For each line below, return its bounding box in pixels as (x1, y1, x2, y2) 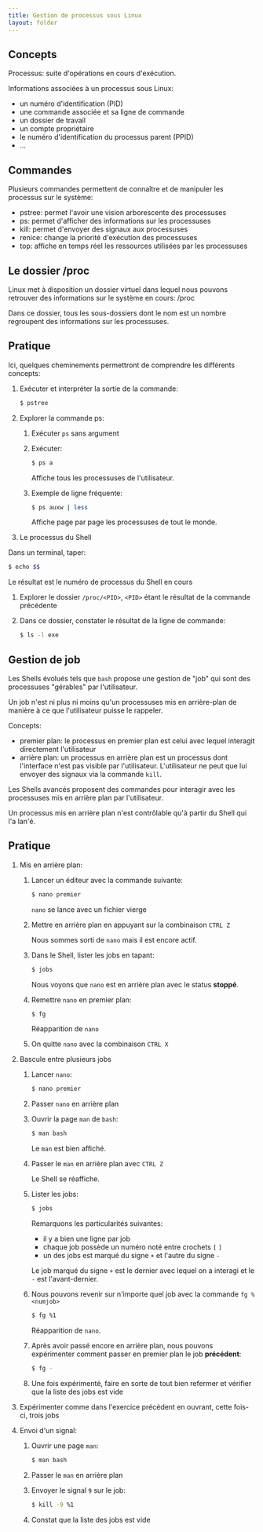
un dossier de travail (19, 115, 86, 126)
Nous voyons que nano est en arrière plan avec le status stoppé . (31, 979, 239, 989)
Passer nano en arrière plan (31, 1100, 119, 1109)
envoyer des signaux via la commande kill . (19, 769, 163, 779)
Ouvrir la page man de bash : (31, 1114, 119, 1124)
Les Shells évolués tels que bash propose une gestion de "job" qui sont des (8, 673, 251, 683)
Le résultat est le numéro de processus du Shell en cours (8, 578, 193, 587)
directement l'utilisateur (19, 744, 97, 753)
